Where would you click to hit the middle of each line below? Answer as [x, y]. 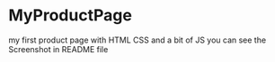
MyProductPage [70, 15]
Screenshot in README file [58, 49]
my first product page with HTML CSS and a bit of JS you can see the [137, 40]
